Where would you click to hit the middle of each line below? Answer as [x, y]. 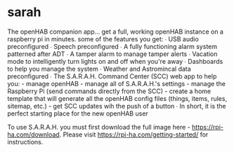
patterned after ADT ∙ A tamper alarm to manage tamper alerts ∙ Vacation [112, 54]
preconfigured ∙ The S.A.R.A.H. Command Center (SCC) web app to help [112, 76]
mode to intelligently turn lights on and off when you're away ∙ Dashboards [115, 61]
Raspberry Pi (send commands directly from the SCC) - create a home [109, 91]
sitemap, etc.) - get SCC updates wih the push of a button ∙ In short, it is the [117, 106]
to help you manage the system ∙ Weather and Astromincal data [99, 69]
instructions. [25, 141]
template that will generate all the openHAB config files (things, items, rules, [117, 98]
